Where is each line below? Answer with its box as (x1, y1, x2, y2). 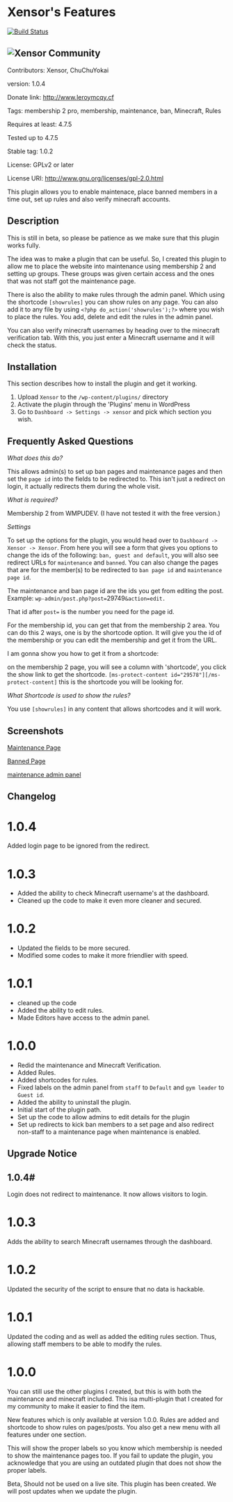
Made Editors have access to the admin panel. (17, 1013, 150, 1022)
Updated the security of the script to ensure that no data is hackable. (7, 1285, 205, 1294)
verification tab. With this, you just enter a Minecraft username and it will (7, 333, 215, 342)
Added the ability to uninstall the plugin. (17, 1098, 131, 1107)
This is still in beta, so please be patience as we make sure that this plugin (7, 233, 219, 242)
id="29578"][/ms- (170, 672, 221, 679)
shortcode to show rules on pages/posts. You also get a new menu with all (7, 1423, 220, 1432)
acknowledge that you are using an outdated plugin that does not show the (7, 1459, 222, 1467)
